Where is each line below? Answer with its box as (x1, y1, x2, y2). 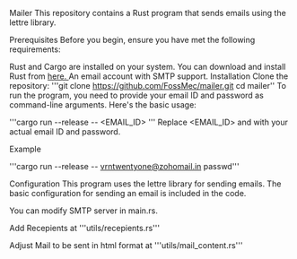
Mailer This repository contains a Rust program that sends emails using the (9, 8, 287, 18)
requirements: (9, 44, 61, 55)
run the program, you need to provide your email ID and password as (9, 90, 265, 100)
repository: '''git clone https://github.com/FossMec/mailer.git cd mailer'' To (9, 81, 287, 91)
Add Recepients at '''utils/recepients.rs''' (9, 223, 160, 233)
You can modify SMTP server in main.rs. (9, 205, 159, 216)
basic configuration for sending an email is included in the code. (9, 188, 247, 198)
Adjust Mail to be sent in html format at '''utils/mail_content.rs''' (9, 240, 243, 250)
